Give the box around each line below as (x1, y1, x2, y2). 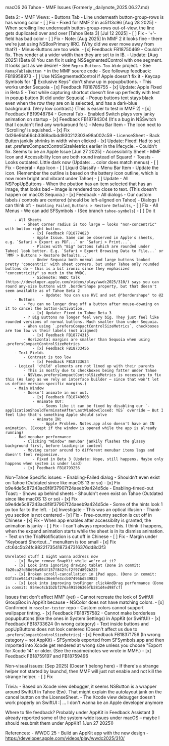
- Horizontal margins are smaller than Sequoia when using (23, 337, 150, 342)
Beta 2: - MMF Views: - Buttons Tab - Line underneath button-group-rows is (5, 14, 164, 20)
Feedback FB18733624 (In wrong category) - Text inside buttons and (5, 621, 149, 627)
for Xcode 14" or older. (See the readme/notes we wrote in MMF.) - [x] (5, 648, 151, 653)
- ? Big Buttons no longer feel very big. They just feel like (23, 315, 159, 320)
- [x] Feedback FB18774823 (32, 231, 89, 236)
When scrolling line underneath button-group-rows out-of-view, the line (5, 25, 155, 31)
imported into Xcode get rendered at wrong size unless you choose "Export (5, 642, 162, 648)
